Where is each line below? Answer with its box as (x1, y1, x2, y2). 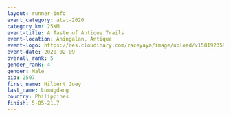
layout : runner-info (7, 10, 67, 17)
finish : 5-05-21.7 (7, 100, 60, 107)
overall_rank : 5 (7, 55, 54, 62)
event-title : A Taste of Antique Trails (7, 29, 125, 36)
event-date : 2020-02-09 (7, 49, 76, 56)
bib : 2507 (7, 74, 36, 81)
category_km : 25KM (7, 23, 60, 30)
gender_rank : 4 (7, 61, 51, 68)
